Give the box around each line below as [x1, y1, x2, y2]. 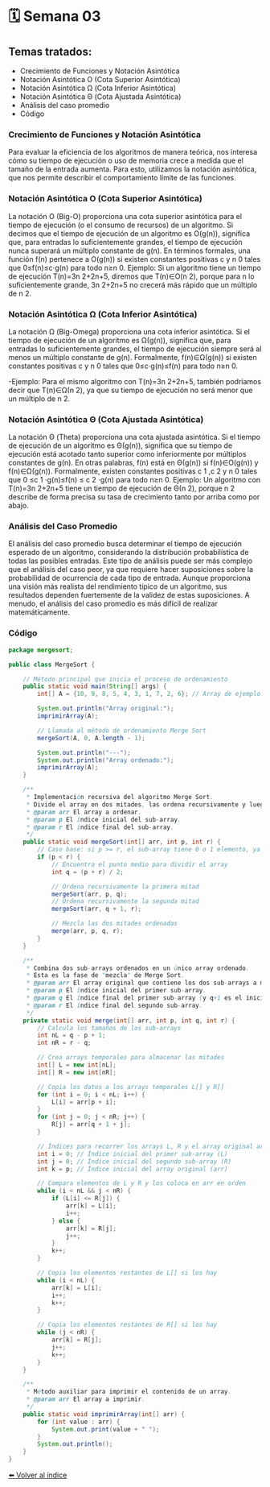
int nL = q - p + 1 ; [37, 1031, 106, 1040]
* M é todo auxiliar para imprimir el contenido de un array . [26, 1388, 231, 1396]
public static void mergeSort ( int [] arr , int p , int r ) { [22, 838, 221, 847]
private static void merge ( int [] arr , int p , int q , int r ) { [22, 1017, 235, 1025]
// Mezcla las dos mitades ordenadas [51, 920, 178, 928]
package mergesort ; [8, 646, 74, 654]
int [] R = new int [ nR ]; [37, 1068, 117, 1076]
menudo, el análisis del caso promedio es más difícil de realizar [8, 599, 219, 609]
